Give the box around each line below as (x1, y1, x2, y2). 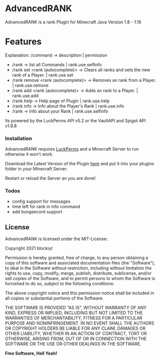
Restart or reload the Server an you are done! (5, 175, 96, 181)
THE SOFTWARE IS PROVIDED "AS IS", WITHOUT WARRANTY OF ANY (5, 305, 147, 311)
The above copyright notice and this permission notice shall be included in (5, 290, 154, 296)
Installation (5, 135, 33, 142)
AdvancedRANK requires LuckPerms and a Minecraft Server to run (5, 146, 139, 152)
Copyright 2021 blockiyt (5, 246, 53, 251)
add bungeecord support (12, 209, 62, 215)
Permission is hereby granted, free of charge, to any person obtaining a (5, 255, 148, 261)
